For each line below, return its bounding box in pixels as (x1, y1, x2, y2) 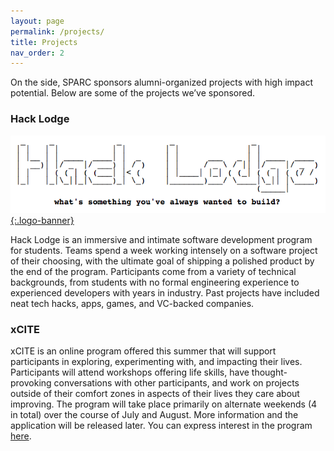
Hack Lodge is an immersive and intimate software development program (10, 234, 313, 246)
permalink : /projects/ (10, 26, 105, 37)
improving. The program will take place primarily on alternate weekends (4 (10, 398, 318, 410)
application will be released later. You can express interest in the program (10, 420, 313, 432)
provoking (10, 377, 52, 389)
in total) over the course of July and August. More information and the (10, 409, 299, 421)
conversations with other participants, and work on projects (53, 377, 300, 389)
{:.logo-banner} (10, 215, 75, 227)
